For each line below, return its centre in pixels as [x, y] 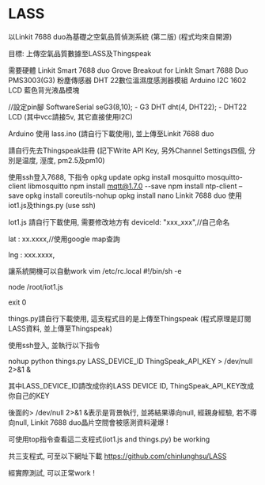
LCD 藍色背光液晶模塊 [44, 90]
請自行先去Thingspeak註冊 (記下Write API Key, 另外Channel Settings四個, [127, 150]
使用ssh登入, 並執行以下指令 [54, 345]
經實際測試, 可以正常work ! [51, 472]
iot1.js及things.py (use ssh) [52, 205]
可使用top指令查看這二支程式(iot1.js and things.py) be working [109, 439]
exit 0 [17, 302]
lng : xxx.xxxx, [32, 255]
